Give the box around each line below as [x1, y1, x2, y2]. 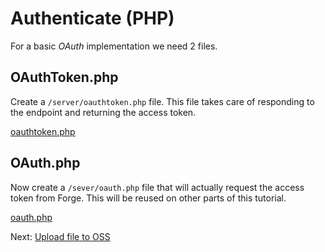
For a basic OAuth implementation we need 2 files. [10, 40, 218, 52]
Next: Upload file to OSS [10, 230, 111, 242]
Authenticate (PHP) [10, 7, 175, 30]
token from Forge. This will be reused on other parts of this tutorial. [10, 192, 287, 204]
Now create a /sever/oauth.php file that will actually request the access [10, 181, 305, 193]
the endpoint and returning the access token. [10, 106, 197, 118]
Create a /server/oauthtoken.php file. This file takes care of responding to [10, 95, 315, 107]
